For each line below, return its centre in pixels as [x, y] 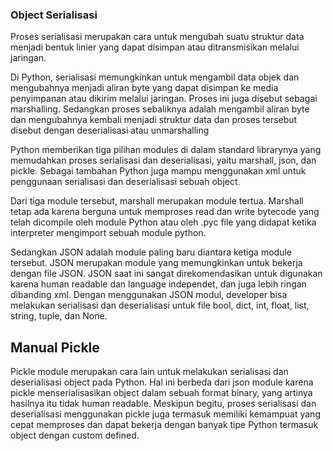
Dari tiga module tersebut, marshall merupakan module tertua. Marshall [157, 201]
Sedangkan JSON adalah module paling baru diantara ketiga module [151, 252]
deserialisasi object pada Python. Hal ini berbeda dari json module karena [162, 382]
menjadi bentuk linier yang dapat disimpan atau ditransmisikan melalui [155, 47]
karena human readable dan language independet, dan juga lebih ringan [158, 284]
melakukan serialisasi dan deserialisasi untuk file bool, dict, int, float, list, [160, 305]
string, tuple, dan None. [59, 316]
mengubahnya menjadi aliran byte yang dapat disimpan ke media [144, 88]
